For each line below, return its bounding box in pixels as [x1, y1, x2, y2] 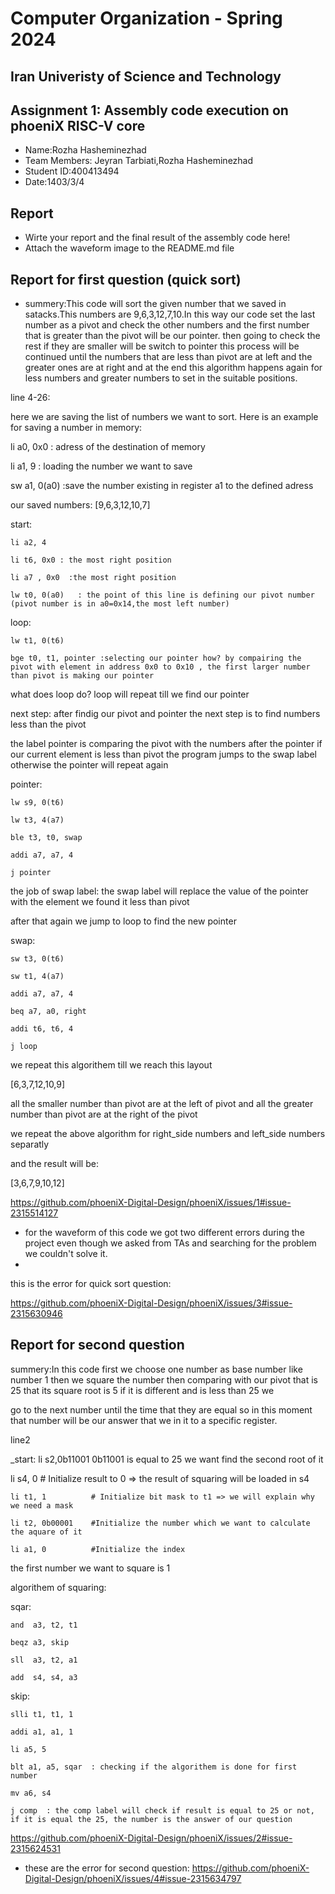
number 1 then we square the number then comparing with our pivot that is [10, 1373, 318, 1386]
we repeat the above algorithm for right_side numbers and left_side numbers [10, 1128, 326, 1140]
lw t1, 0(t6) [10, 636, 65, 646]
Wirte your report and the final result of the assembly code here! [24, 232, 291, 244]
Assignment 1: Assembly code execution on [10, 102, 289, 119]
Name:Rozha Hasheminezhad [24, 144, 147, 156]
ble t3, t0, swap [10, 833, 83, 843]
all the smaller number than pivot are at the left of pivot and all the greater [10, 1098, 314, 1110]
